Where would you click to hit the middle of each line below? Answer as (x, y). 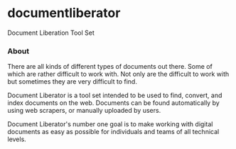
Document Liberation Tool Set (51, 33)
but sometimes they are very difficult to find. (72, 82)
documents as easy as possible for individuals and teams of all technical (113, 132)
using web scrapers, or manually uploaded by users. (84, 111)
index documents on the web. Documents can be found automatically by (114, 103)
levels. (17, 139)
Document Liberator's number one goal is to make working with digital (110, 124)
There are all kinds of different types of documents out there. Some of (110, 67)
